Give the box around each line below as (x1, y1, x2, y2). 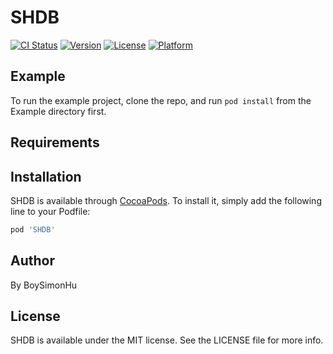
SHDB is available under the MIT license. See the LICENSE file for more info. (10, 334, 324, 346)
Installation (10, 168, 82, 185)
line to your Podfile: (10, 205, 91, 217)
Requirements (10, 134, 100, 151)
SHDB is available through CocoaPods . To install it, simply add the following (10, 194, 322, 206)
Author (10, 252, 55, 270)
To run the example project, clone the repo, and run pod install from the (10, 94, 312, 106)
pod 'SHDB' (10, 224, 56, 235)
